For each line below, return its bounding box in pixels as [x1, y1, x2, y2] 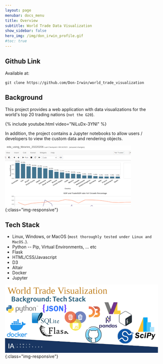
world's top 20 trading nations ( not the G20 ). [5, 111, 95, 117]
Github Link [5, 57, 41, 66]
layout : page [5, 8, 32, 13]
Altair [12, 265, 23, 271]
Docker [12, 270, 27, 276]
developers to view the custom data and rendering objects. [5, 135, 123, 141]
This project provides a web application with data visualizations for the [5, 106, 147, 112]
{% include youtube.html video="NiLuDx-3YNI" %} [5, 121, 107, 127]
